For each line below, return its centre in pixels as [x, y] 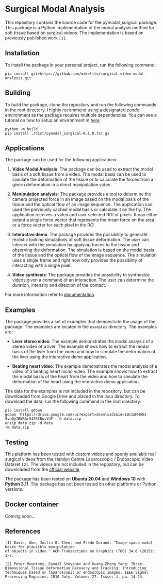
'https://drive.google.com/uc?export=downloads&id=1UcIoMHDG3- [83, 415]
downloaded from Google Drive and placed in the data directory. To [72, 396]
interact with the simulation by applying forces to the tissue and [75, 245]
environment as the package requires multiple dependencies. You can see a [81, 115]
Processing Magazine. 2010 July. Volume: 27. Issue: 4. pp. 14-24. [75, 577]
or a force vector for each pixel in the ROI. [54, 225]
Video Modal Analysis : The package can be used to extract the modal [82, 169]
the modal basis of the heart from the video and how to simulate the [80, 377]
